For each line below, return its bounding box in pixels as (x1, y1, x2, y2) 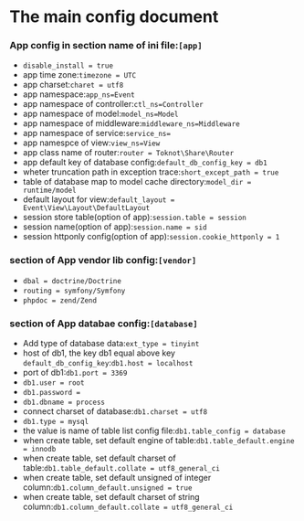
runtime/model (22, 186, 77, 196)
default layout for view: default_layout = (22, 194, 175, 205)
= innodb (22, 445, 57, 454)
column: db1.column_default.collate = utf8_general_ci (22, 501, 234, 513)
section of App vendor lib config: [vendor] (9, 254, 197, 267)
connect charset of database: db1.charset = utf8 (22, 406, 208, 417)
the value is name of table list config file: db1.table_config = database (22, 425, 286, 436)
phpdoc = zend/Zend (22, 295, 98, 305)
